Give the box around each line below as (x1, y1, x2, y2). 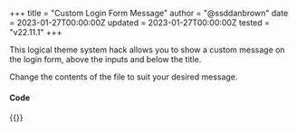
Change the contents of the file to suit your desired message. (9, 71, 238, 82)
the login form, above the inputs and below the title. (9, 54, 202, 64)
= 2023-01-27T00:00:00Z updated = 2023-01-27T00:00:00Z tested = (9, 17, 270, 28)
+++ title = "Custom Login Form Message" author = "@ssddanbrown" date (9, 8, 289, 18)
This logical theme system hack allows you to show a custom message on (9, 44, 285, 55)
